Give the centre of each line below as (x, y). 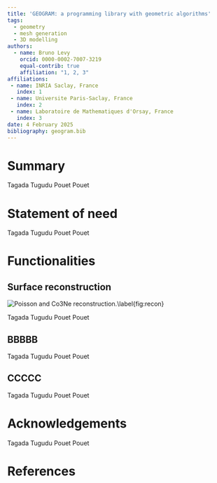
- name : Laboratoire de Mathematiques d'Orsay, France (92, 111)
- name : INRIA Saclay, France (54, 86)
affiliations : (28, 79)
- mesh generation (41, 33)
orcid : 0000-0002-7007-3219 (61, 60)
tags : (15, 20)
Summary (36, 166)
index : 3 (29, 118)
